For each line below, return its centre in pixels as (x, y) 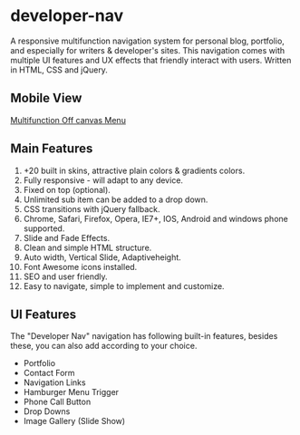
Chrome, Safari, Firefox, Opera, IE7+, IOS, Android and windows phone (155, 218)
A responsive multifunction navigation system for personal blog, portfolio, (147, 41)
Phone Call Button (57, 402)
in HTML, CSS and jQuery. (59, 70)
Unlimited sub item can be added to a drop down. (116, 199)
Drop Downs (47, 411)
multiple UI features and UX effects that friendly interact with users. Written (151, 60)
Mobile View (46, 98)
